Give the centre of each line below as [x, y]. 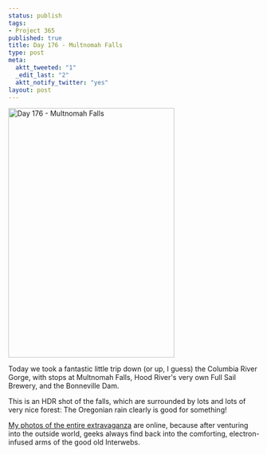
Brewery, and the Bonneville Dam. [64, 386]
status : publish [35, 16]
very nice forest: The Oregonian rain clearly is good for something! [118, 410]
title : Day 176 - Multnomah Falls [66, 45]
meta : [17, 61]
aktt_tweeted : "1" [46, 68]
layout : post [30, 90]
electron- [244, 434]
